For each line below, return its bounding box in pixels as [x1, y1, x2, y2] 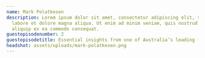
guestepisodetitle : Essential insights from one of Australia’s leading [6, 37, 195, 43]
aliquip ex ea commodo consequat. [12, 25, 99, 32]
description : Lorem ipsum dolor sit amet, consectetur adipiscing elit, [6, 14, 195, 21]
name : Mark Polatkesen [6, 8, 64, 15]
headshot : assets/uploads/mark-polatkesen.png [6, 43, 127, 49]
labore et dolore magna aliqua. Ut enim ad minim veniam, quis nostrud [12, 20, 198, 26]
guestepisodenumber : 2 [6, 31, 64, 37]
